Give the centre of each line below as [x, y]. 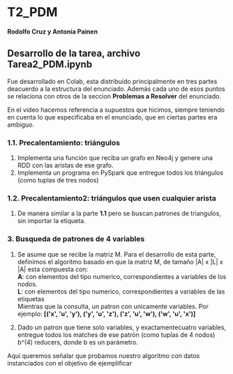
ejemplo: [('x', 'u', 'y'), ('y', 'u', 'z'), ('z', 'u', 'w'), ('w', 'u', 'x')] [106, 314]
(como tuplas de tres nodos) [58, 180]
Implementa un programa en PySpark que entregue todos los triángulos [120, 173]
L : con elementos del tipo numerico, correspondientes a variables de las [121, 292]
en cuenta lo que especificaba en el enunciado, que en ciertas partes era [112, 117]
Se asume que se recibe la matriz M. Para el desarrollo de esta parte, [116, 254]
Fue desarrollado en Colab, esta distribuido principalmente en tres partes [112, 81]
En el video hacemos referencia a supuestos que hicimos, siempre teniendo [116, 110]
